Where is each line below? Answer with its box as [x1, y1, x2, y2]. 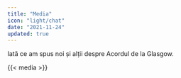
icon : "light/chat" [7, 17, 65, 24]
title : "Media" [7, 10, 53, 18]
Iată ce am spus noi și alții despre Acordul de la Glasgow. [7, 50, 174, 58]
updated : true [7, 30, 50, 38]
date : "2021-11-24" [7, 23, 65, 30]
